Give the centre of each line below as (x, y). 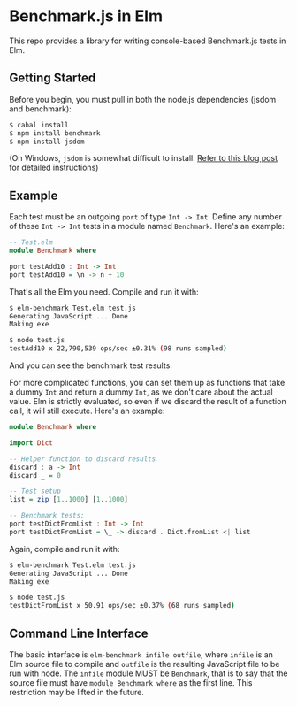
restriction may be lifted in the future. (76, 692)
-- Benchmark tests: (47, 516)
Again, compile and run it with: (65, 549)
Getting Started (53, 78)
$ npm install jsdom (47, 142)
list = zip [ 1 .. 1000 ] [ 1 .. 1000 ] (69, 500)
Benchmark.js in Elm (86, 16)
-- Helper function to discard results (83, 459)
